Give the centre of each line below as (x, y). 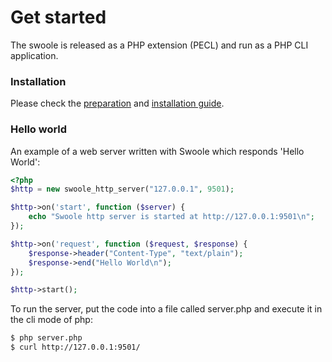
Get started (58, 17)
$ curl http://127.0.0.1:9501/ (75, 347)
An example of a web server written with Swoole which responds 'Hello (157, 151)
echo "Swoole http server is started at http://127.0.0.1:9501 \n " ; (171, 217)
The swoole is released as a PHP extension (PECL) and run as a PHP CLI (159, 45)
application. (34, 55)
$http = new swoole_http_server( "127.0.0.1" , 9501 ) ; (122, 189)
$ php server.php (46, 338)
